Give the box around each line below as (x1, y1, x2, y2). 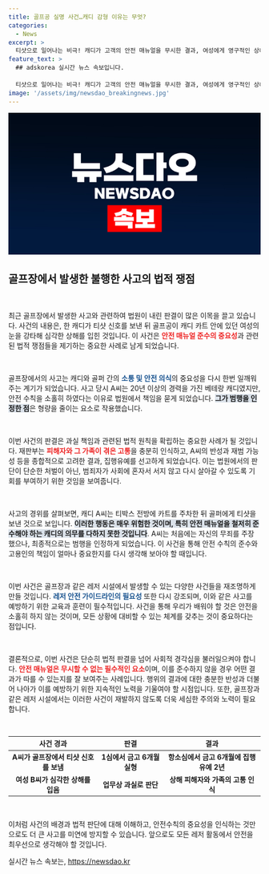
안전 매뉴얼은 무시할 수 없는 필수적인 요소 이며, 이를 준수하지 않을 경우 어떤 (18, 664, 247, 674)
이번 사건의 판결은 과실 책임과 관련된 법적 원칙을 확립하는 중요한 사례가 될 (8, 435, 237, 445)
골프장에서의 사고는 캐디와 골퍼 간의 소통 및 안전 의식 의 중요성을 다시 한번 (8, 373, 236, 382)
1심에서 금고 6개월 (101, 752, 160, 762)
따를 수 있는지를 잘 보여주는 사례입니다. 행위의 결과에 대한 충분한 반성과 (22, 674, 246, 683)
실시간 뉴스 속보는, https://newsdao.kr (8, 856, 130, 866)
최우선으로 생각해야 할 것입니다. (8, 840, 107, 849)
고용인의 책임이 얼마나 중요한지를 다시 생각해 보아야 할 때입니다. (8, 548, 207, 558)
